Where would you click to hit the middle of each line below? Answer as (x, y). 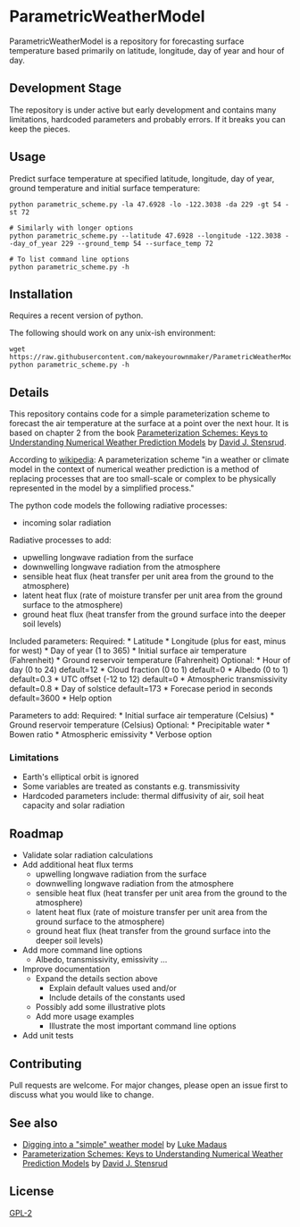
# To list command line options (69, 259)
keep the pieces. (40, 129)
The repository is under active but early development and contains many (143, 110)
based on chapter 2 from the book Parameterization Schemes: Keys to (138, 433)
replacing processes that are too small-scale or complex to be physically (143, 479)
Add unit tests (48, 1036)
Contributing (46, 1064)
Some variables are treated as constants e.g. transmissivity (131, 786)
